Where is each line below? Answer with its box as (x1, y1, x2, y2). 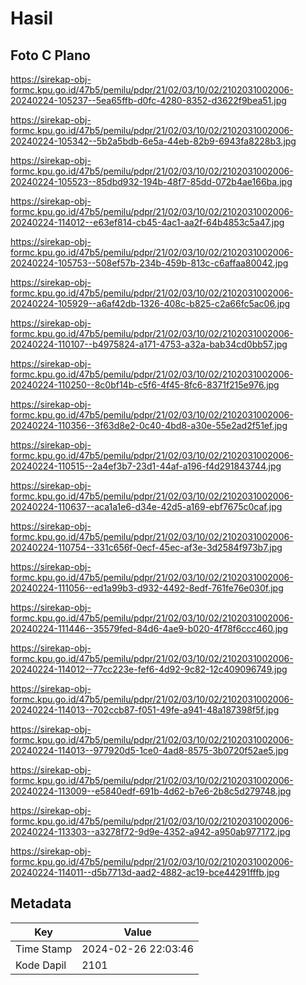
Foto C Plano (10, 47, 91, 64)
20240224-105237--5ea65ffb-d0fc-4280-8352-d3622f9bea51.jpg (10, 95, 287, 106)
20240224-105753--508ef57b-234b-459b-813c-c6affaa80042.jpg (10, 257, 289, 269)
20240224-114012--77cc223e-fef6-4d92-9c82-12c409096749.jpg (10, 663, 288, 675)
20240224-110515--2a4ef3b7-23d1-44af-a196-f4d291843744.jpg (10, 460, 282, 472)
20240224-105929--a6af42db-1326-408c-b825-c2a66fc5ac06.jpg (10, 298, 291, 309)
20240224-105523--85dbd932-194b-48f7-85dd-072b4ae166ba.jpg (10, 176, 293, 187)
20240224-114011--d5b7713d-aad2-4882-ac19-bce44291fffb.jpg (10, 867, 280, 878)
